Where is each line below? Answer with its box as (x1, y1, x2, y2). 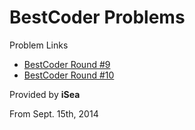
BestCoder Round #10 (23, 69, 115, 81)
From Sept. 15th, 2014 (9, 107, 99, 120)
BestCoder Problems (9, 6, 186, 29)
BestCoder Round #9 (23, 58, 111, 70)
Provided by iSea (9, 88, 81, 100)
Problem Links (9, 39, 69, 51)
